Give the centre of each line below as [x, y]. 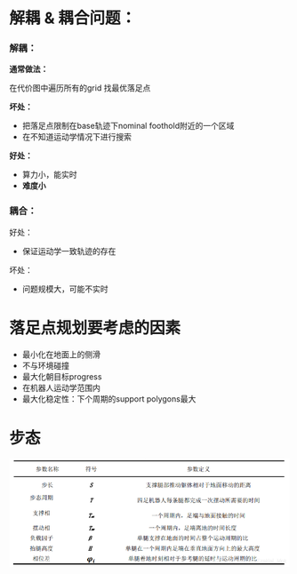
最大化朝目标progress [62, 376]
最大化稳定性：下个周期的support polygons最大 [109, 399]
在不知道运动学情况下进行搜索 [76, 137]
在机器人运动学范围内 [61, 387]
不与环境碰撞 [45, 365]
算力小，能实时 [49, 175]
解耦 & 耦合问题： [73, 18]
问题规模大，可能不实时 [65, 289]
